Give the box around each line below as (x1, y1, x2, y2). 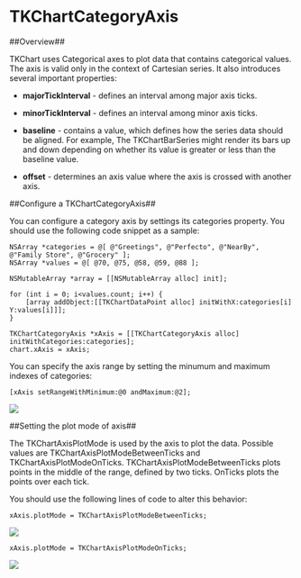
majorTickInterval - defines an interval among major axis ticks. (22, 90, 258, 101)
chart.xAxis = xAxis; (9, 345, 91, 354)
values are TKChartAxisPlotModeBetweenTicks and (9, 447, 201, 458)
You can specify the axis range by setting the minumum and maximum (9, 360, 270, 371)
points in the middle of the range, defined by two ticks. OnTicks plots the (9, 466, 279, 477)
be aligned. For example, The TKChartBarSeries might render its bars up (22, 134, 291, 145)
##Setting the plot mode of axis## (9, 420, 137, 431)
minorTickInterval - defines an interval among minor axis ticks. (22, 107, 259, 118)
